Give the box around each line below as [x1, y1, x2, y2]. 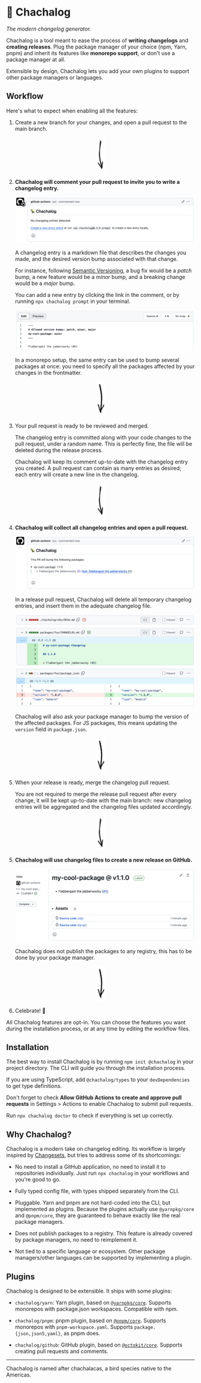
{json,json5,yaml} [14, 1331, 61, 1337]
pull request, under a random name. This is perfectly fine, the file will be [14, 440, 193, 447]
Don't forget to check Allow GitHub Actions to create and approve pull [6, 1094, 182, 1101]
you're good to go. [14, 1176, 61, 1183]
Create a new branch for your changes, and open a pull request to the [14, 119, 187, 126]
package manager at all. [6, 56, 66, 63]
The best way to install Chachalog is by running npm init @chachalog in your [6, 1058, 194, 1065]
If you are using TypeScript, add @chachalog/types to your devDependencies [6, 1076, 190, 1083]
